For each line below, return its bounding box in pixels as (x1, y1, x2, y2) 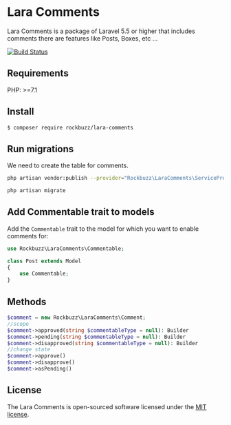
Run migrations (7, 143, 74, 155)
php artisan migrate (7, 187, 67, 194)
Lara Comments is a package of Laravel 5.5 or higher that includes (7, 27, 196, 35)
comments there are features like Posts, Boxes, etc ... (7, 34, 158, 42)
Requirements (7, 68, 69, 79)
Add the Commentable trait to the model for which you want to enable (7, 225, 199, 233)
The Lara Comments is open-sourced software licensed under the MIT (7, 402, 207, 411)
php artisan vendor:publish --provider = (7, 175, 125, 182)
